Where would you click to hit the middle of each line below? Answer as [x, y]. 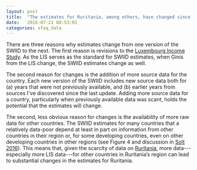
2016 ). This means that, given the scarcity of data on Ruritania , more [89, 148]
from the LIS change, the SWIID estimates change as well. [76, 63]
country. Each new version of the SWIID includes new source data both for [96, 81]
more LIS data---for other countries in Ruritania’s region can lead [111, 154]
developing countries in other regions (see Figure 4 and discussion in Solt [96, 142]
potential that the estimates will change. [54, 106]
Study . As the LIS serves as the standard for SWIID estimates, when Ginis [95, 57]
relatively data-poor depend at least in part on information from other [90, 130]
